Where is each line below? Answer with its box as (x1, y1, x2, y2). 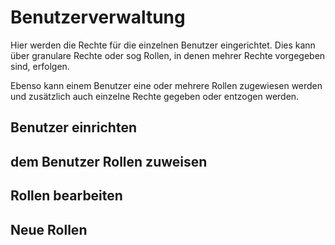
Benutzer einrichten (10, 119, 137, 136)
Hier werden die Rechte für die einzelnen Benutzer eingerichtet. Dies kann (10, 39, 316, 51)
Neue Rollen (10, 221, 88, 238)
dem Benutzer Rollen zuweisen (10, 153, 208, 170)
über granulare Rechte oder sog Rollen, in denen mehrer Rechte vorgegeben (10, 49, 326, 61)
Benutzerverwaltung (10, 6, 186, 29)
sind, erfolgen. (10, 60, 70, 72)
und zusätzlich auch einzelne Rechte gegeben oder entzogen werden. (10, 90, 300, 102)
